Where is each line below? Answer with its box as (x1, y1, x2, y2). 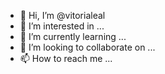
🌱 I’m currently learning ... (19, 31, 127, 42)
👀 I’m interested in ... (19, 20, 105, 32)
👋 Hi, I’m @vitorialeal (19, 10, 106, 21)
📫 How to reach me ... (19, 53, 113, 64)
